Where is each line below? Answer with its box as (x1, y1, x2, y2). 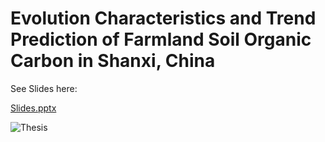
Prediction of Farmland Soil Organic (10, 28, 312, 51)
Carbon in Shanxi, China (10, 50, 216, 72)
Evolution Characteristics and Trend (10, 7, 317, 30)
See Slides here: (10, 82, 78, 94)
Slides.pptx (10, 102, 57, 114)
